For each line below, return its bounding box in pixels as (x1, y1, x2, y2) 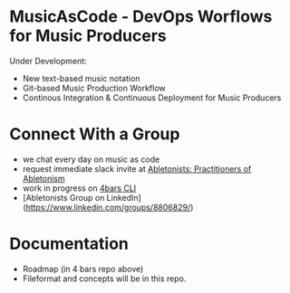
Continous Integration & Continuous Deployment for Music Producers (22, 92, 282, 103)
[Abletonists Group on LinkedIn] (22, 192, 142, 203)
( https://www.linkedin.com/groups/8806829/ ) (22, 202, 194, 213)
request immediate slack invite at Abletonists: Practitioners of (22, 163, 252, 174)
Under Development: (9, 55, 88, 66)
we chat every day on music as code (22, 154, 160, 165)
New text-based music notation (22, 72, 140, 83)
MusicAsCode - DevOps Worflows (9, 6, 273, 27)
